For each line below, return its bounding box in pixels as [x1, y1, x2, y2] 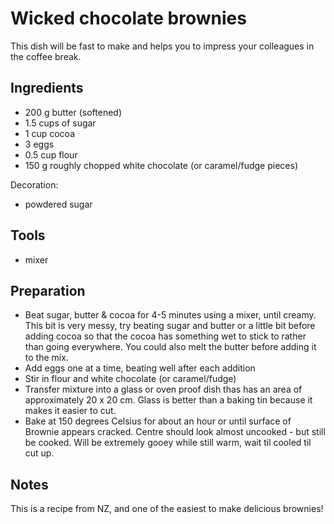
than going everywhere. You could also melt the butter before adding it [24, 341, 317, 353]
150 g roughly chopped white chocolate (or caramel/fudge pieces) [24, 159, 298, 171]
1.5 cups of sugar [24, 117, 97, 129]
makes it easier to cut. [24, 405, 117, 417]
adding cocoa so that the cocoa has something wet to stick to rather [24, 330, 307, 342]
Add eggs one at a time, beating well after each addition [24, 362, 256, 374]
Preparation [10, 282, 86, 299]
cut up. [24, 447, 55, 459]
